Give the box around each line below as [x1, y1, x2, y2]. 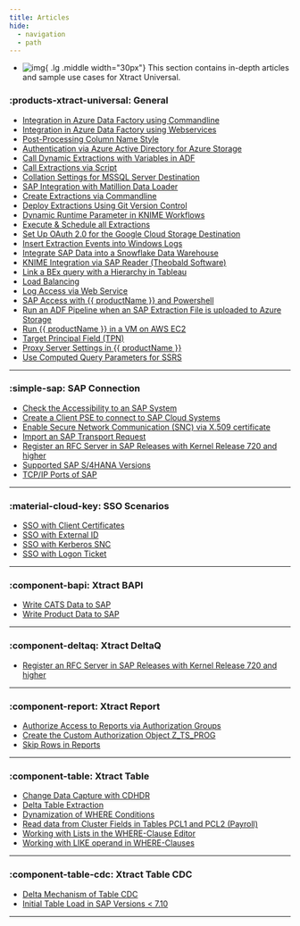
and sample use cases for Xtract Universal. [21, 72, 181, 83]
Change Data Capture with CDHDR [21, 790, 150, 801]
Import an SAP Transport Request [21, 430, 146, 442]
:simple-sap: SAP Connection [9, 382, 141, 395]
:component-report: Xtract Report [9, 700, 161, 713]
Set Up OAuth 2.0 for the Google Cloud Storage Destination [21, 229, 241, 239]
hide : [9, 21, 29, 30]
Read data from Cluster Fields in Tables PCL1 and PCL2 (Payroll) [21, 819, 259, 830]
